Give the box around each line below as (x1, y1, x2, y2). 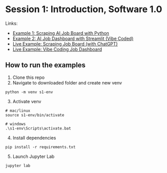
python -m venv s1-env (5, 90, 53, 95)
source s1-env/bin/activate (5, 112, 65, 117)
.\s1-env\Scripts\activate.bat (5, 125, 71, 131)
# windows (5, 121, 26, 126)
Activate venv (12, 98, 41, 104)
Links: (5, 20, 18, 26)
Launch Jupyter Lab (12, 153, 55, 159)
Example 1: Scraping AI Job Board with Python (12, 30, 110, 36)
